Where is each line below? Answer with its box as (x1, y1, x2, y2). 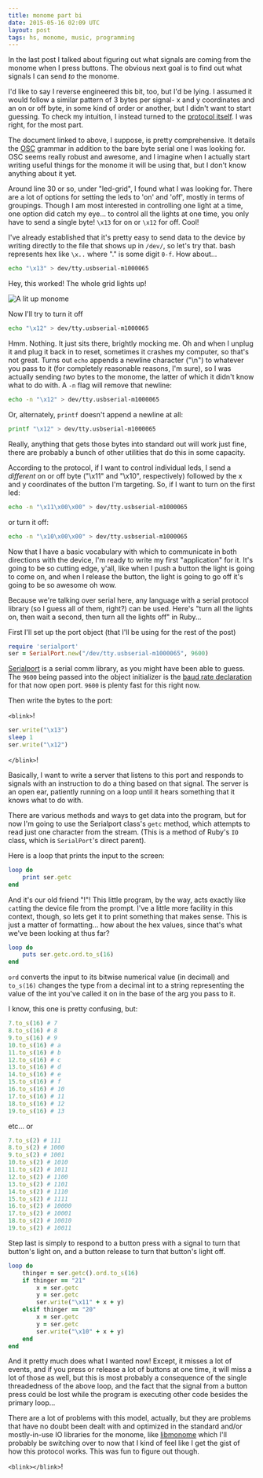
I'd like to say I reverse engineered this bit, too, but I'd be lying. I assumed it (8, 87, 253, 97)
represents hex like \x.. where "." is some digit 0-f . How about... (8, 249, 217, 259)
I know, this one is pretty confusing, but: (8, 1004, 138, 1014)
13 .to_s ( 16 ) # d (8, 1063, 61, 1071)
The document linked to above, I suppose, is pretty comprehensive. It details (8, 135, 256, 145)
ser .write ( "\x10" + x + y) (36, 1327, 125, 1336)
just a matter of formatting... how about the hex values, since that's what (8, 920, 243, 930)
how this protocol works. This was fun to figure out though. (8, 1447, 200, 1456)
